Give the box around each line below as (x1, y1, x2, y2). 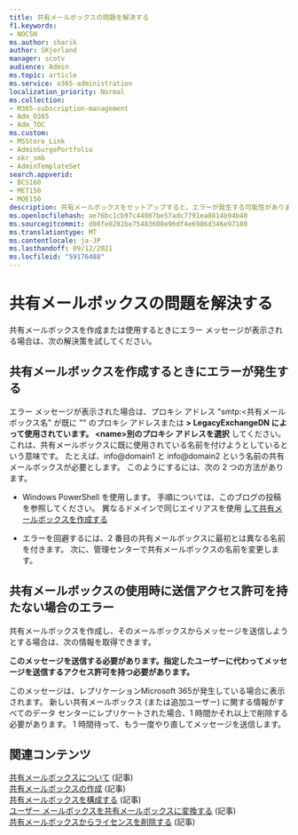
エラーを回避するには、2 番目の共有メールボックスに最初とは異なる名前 (21, 532, 286, 543)
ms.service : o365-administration (9, 79, 133, 88)
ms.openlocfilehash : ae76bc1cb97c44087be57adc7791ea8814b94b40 (9, 211, 248, 220)
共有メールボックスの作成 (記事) (9, 783, 126, 794)
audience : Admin (9, 63, 69, 72)
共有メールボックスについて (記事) (9, 772, 134, 783)
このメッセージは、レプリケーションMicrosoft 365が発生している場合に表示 (9, 685, 286, 696)
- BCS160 (9, 179, 42, 187)
